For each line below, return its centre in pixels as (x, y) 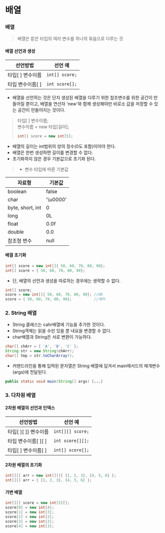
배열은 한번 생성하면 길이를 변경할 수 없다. (53, 152)
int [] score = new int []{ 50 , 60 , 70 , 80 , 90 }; (55, 266)
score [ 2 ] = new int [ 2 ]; (30, 517)
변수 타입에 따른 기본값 (47, 169)
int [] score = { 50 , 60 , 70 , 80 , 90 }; (45, 270)
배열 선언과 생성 (20, 51)
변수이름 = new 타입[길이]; (43, 127)
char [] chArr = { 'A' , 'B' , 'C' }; (42, 346)
